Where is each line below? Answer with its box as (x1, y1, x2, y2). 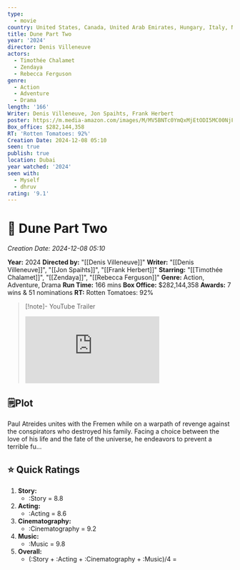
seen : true (7, 144, 40, 151)
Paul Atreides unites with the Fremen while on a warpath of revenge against (7, 419, 230, 428)
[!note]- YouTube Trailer (24, 302, 96, 311)
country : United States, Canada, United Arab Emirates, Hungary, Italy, (7, 24, 229, 31)
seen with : (7, 169, 40, 177)
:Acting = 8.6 (28, 509, 66, 518)
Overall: (17, 547, 42, 556)
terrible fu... (7, 442, 42, 451)
